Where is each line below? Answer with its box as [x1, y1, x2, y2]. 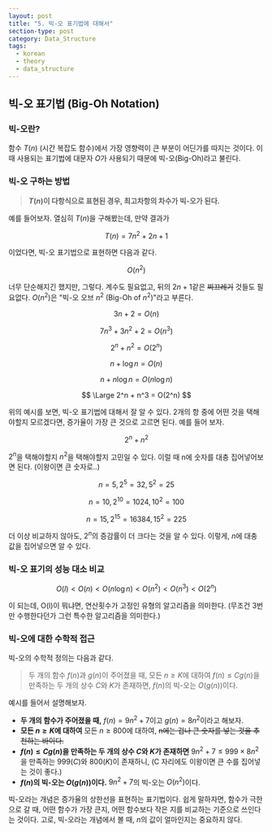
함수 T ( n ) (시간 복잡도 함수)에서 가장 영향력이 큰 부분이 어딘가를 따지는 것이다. [8, 143, 255, 153]
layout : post [8, 11, 53, 20]
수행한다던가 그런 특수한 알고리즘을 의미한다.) [16, 611, 161, 621]
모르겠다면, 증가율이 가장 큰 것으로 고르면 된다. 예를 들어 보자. [29, 417, 225, 427]
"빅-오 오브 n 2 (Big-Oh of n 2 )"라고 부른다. [58, 291, 193, 302]
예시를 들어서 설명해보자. [8, 698, 87, 708]
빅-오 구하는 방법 [8, 176, 71, 187]
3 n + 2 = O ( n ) [113, 308, 160, 318]
